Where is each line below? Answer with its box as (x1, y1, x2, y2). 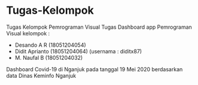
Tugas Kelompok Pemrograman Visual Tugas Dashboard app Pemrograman (6, 23, 193, 31)
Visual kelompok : (6, 29, 50, 37)
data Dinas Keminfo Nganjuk (6, 72, 77, 79)
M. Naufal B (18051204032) (14, 54, 83, 61)
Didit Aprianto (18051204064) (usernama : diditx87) (14, 47, 142, 54)
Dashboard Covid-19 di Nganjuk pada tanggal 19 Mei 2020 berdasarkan (6, 65, 183, 72)
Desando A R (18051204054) (14, 41, 87, 48)
